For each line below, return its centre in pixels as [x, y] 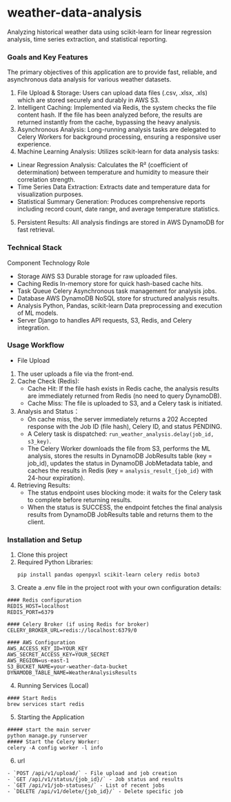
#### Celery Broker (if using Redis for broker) [78, 624]
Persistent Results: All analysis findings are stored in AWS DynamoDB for [121, 222]
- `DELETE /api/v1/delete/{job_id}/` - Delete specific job [96, 792]
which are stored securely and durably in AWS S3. [88, 100]
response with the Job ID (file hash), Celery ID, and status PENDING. [125, 426]
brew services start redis [46, 705]
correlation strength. [46, 180]
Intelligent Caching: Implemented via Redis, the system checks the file [117, 108]
